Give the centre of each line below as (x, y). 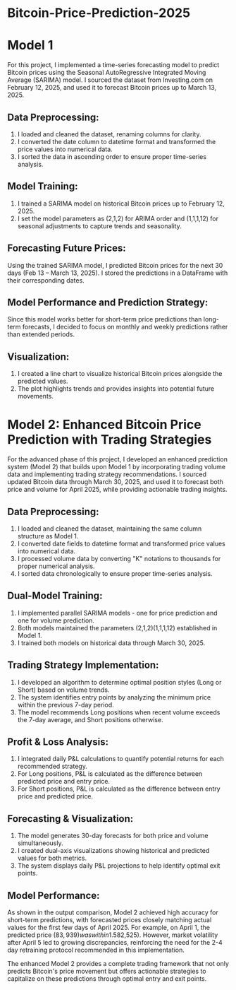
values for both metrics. (52, 858)
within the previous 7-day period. (66, 705)
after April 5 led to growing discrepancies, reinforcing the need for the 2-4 (115, 942)
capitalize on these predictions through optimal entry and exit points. (107, 979)
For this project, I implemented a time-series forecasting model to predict (113, 65)
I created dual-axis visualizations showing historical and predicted (113, 851)
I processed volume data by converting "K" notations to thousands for (119, 558)
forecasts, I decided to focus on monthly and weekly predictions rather (125, 327)
